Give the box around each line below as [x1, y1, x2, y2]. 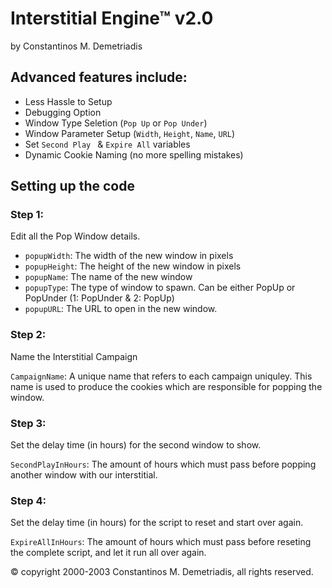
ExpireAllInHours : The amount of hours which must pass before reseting [10, 536, 312, 548]
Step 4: [10, 493, 47, 507]
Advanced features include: [10, 69, 188, 86]
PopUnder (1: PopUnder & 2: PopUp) [24, 292, 175, 304]
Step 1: [10, 208, 44, 222]
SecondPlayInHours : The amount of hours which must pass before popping [10, 458, 317, 471]
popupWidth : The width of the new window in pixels [24, 250, 234, 262]
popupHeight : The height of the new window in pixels [24, 260, 242, 272]
